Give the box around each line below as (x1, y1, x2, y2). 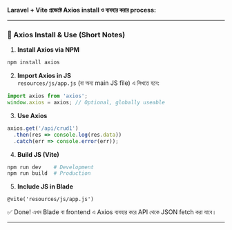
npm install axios (7, 59, 60, 66)
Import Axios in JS (17, 72, 71, 80)
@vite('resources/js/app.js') (7, 196, 95, 203)
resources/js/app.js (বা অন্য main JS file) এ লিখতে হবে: (17, 79, 160, 87)
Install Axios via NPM (17, 46, 80, 54)
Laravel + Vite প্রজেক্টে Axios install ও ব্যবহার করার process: (7, 6, 157, 14)
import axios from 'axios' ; (7, 93, 88, 99)
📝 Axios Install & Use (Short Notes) (7, 30, 126, 39)
